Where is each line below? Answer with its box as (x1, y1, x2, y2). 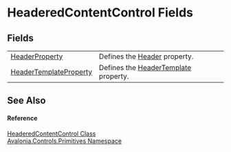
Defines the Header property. (98, 52, 194, 61)
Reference (7, 113, 38, 122)
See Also (7, 95, 46, 107)
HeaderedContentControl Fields (7, 5, 194, 21)
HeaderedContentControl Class (7, 129, 96, 138)
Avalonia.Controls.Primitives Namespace (7, 136, 122, 145)
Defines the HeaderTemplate (98, 63, 192, 72)
